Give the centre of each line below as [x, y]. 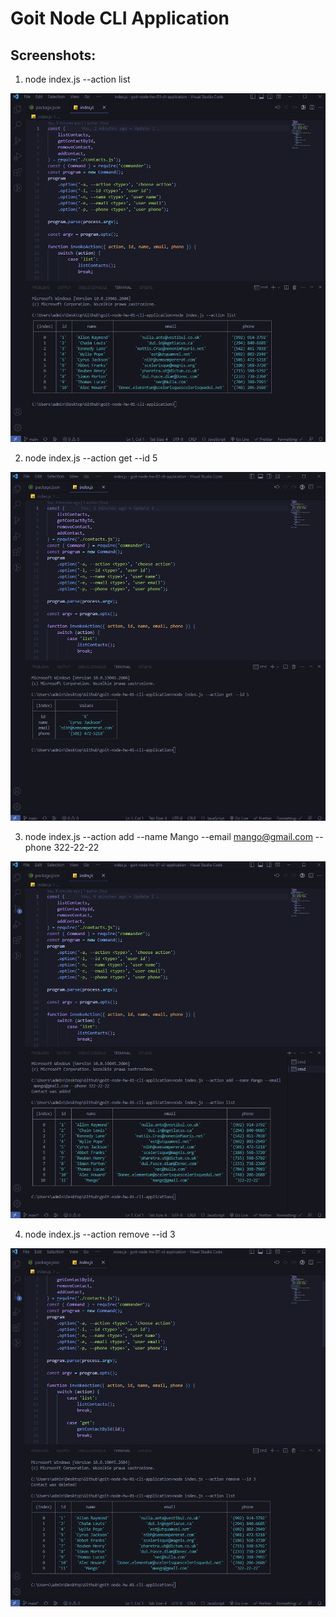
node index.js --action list [77, 79]
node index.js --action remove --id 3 [100, 1234]
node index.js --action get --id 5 [91, 458]
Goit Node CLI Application [120, 18]
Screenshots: [53, 55]
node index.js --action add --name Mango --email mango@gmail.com [168, 836]
